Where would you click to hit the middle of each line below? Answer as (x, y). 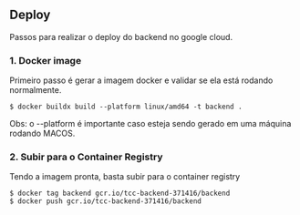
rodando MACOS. (42, 133)
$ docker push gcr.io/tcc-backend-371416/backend (106, 201)
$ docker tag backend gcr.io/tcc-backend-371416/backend (120, 194)
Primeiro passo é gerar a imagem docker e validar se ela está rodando (141, 80)
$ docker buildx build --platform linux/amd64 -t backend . (126, 107)
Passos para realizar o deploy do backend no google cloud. (121, 36)
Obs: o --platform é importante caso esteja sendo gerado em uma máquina (150, 124)
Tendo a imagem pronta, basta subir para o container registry (125, 177)
